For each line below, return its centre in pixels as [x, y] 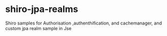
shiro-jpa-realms [42, 9]
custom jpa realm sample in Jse [39, 28]
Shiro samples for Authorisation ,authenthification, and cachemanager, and [84, 23]
